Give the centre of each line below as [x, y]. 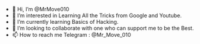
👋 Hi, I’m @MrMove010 [41, 9]
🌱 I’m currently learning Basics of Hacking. [65, 22]
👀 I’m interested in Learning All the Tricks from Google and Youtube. [97, 15]
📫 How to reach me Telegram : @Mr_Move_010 [72, 35]
